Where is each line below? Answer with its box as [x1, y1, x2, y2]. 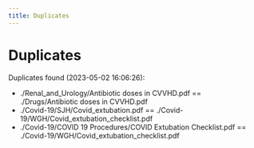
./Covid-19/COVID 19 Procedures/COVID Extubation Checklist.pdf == [19, 122, 247, 132]
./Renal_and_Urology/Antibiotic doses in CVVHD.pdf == [19, 88, 202, 98]
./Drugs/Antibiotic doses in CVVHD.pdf [19, 97, 148, 106]
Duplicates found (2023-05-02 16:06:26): [8, 73, 145, 82]
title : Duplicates [8, 11, 69, 20]
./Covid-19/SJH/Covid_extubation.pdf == [19, 105, 155, 114]
